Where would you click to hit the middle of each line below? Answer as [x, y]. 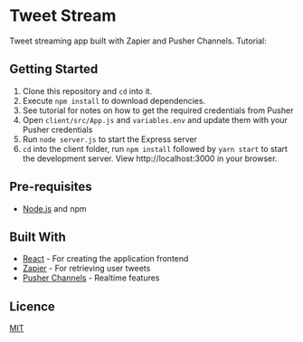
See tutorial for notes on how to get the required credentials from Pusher [158, 110]
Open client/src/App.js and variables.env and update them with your [155, 119]
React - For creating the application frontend [105, 259]
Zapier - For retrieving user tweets [86, 269]
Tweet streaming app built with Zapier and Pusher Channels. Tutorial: [138, 41]
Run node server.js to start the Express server [109, 139]
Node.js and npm [54, 208]
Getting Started [54, 69]
